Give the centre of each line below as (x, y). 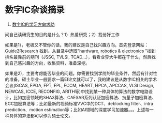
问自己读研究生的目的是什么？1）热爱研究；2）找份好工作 (62, 34)
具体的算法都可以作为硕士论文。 (41, 115)
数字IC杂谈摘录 (35, 10)
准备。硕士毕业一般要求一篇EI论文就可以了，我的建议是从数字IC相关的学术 (83, 79)
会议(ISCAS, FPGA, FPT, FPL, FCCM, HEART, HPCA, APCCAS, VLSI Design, (80, 85)
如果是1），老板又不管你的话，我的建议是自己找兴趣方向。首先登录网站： (77, 45)
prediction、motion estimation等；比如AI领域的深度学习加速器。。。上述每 (77, 109)
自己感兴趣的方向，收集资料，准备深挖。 (49, 63)
